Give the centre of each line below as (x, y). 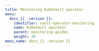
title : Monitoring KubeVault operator (44, 9)
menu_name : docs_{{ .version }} (38, 41)
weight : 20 (25, 37)
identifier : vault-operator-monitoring (54, 23)
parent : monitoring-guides (41, 32)
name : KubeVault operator (40, 28)
